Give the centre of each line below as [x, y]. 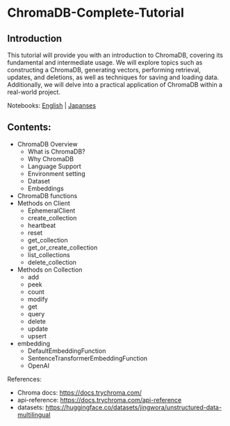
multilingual [34, 414]
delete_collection [52, 262]
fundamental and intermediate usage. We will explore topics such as [105, 63]
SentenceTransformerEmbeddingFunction [88, 358]
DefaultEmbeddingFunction [67, 351]
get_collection [48, 240]
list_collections [49, 254]
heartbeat [42, 225]
